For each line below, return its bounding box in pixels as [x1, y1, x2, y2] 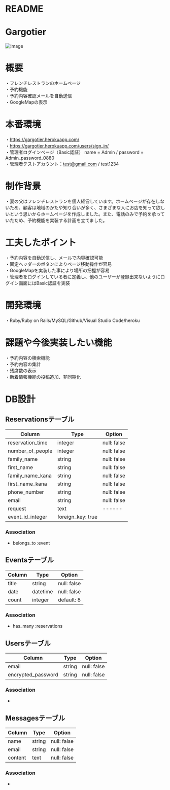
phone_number [8, 488, 44, 495]
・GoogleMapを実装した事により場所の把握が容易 [5, 267, 110, 273]
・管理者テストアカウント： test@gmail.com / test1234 [5, 161, 119, 167]
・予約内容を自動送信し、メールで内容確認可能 [5, 255, 103, 261]
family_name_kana [8, 472, 52, 479]
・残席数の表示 [5, 367, 37, 373]
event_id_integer [8, 513, 47, 520]
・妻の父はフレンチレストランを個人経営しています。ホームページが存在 [5, 198, 156, 204]
